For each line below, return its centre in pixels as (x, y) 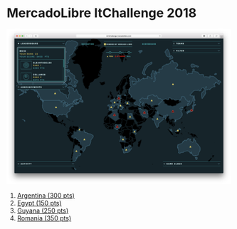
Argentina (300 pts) (46, 196)
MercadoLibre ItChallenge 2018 (102, 13)
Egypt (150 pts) (39, 203)
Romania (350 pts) (44, 218)
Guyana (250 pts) (43, 211)
